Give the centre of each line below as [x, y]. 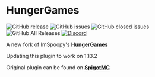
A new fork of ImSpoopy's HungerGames [57, 44]
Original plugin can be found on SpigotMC [58, 67]
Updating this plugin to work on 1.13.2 [52, 56]
